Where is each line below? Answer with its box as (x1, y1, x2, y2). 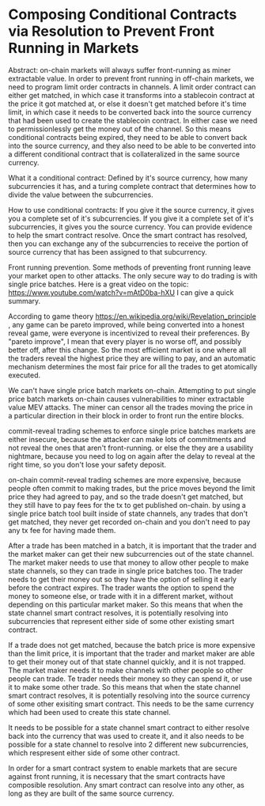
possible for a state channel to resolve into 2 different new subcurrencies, (8, 740, 249, 749)
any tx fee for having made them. (8, 525, 116, 535)
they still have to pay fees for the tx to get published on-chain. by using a (8, 500, 247, 509)
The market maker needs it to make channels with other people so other (8, 665, 244, 675)
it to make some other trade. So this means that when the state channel (8, 682, 241, 691)
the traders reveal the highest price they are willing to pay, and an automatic (8, 354, 256, 363)
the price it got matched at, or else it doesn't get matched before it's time (8, 99, 247, 108)
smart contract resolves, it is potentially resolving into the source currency (8, 691, 251, 700)
